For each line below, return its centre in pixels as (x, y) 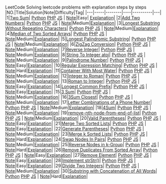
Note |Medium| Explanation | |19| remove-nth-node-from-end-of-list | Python (81, 113)
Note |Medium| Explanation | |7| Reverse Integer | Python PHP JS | (70, 49)
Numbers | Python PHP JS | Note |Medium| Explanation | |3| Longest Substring (83, 23)
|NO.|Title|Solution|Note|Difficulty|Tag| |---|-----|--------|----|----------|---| (83, 12)
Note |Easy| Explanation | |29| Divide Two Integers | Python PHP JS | (72, 166)
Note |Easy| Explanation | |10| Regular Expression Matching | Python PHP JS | (81, 65)
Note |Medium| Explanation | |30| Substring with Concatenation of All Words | (81, 171)
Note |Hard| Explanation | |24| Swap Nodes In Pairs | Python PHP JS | (73, 139)
